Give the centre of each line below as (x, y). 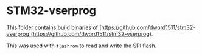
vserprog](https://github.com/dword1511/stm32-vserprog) (79, 33)
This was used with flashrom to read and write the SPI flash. (82, 46)
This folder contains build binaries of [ (54, 27)
